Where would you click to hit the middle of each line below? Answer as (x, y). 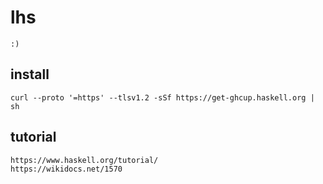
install (30, 74)
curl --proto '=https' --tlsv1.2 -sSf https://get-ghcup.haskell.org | (162, 97)
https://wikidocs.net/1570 (66, 169)
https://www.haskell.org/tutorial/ (84, 160)
